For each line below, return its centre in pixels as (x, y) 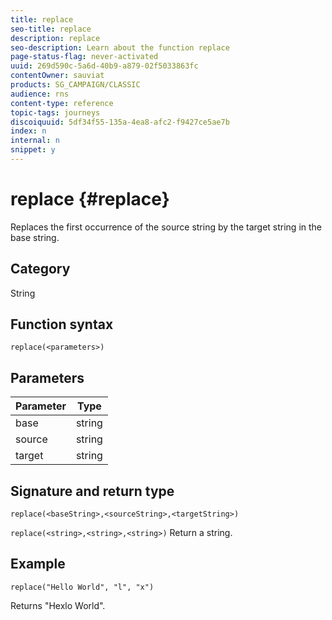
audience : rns (40, 94)
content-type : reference (62, 103)
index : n (28, 131)
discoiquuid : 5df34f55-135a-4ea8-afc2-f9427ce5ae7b (120, 122)
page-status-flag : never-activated (84, 57)
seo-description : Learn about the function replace (120, 47)
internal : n (35, 141)
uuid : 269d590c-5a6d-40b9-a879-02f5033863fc (104, 66)
